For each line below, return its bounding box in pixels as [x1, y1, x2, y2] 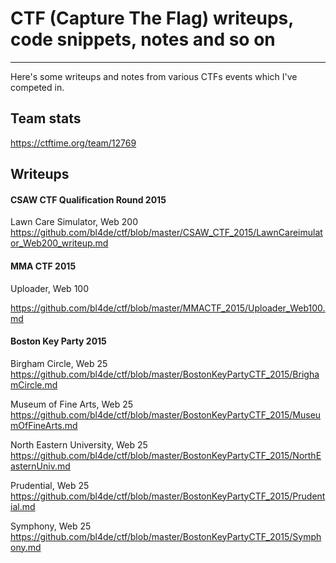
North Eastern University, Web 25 [10, 438, 148, 451]
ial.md [10, 500, 36, 512]
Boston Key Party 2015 [10, 335, 107, 347]
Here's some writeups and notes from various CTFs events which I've [10, 70, 298, 82]
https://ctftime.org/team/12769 [10, 137, 137, 149]
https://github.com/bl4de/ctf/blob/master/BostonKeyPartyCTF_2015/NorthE [10, 449, 322, 461]
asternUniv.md [10, 460, 71, 472]
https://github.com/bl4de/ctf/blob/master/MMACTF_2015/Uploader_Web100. [10, 302, 326, 314]
